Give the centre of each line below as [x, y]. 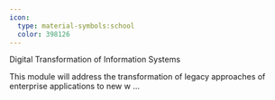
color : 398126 [44, 34]
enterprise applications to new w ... [74, 87]
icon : [19, 17]
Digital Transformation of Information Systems [95, 60]
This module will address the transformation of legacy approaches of [137, 77]
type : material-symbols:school [76, 26]
